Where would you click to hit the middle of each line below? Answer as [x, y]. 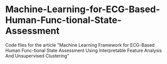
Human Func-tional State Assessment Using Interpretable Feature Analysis [83, 50]
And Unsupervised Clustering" [37, 56]
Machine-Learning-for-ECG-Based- [83, 9]
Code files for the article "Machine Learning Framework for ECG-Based [80, 45]
